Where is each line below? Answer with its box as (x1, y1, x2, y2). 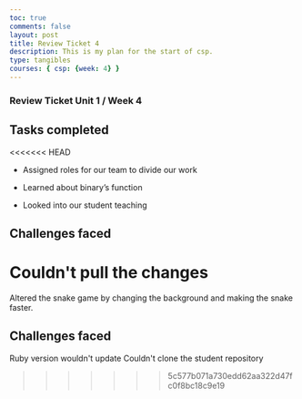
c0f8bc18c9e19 (167, 380, 226, 391)
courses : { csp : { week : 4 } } (9, 65, 120, 74)
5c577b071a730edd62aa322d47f (167, 370, 293, 381)
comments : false (9, 22, 71, 31)
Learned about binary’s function (22, 181, 143, 192)
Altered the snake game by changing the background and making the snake (9, 292, 294, 303)
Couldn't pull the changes (9, 262, 209, 283)
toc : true (9, 13, 47, 23)
